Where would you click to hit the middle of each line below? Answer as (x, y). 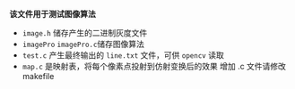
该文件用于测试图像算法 (52, 14)
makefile (38, 76)
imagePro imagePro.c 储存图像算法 (83, 44)
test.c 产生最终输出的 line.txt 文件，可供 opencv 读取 (123, 55)
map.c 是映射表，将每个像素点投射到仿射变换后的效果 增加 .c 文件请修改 (154, 66)
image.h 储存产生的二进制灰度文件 (85, 33)
